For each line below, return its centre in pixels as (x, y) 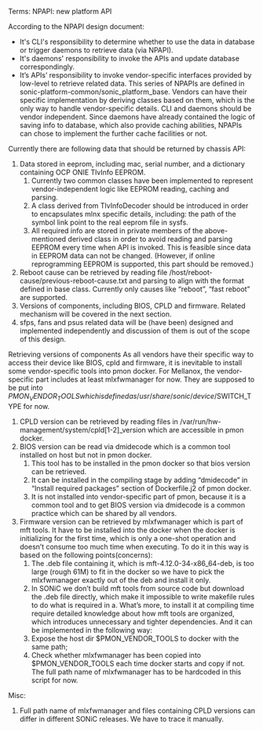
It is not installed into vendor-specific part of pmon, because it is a (139, 496)
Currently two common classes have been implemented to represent (142, 181)
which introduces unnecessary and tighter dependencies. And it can (142, 621)
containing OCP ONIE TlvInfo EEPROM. (82, 172)
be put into (26, 387)
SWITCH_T (234, 396)
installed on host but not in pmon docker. (86, 455)
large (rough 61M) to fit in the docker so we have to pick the (128, 572)
